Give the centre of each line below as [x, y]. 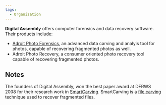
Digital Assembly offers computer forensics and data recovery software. [80, 28]
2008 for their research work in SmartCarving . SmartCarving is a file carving [83, 92]
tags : [11, 10]
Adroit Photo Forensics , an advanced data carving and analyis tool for [83, 43]
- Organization [25, 14]
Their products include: [29, 34]
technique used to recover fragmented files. [50, 97]
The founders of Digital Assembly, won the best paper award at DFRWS [78, 87]
